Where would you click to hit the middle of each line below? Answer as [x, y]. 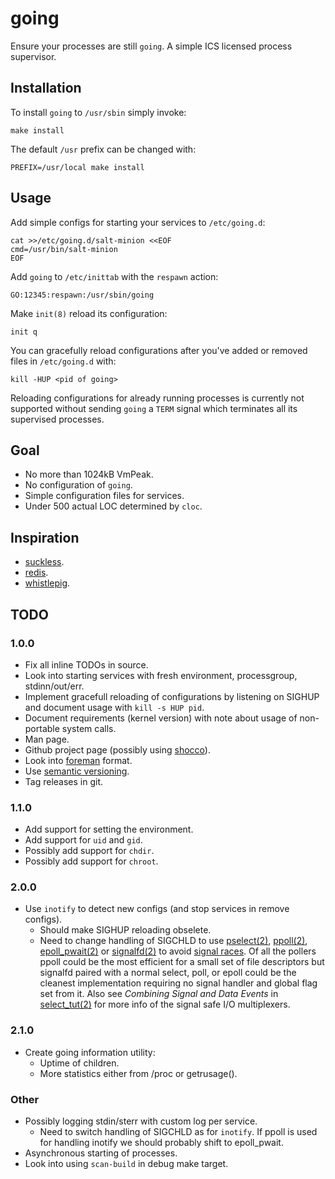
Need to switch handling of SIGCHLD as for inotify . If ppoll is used [178, 1132]
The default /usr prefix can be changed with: [103, 149]
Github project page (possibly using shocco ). [117, 749]
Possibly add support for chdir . [89, 851]
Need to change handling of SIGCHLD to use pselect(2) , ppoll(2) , [173, 941]
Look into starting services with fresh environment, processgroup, [161, 675]
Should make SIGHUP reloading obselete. [125, 930]
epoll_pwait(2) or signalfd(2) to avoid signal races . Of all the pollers [178, 951]
